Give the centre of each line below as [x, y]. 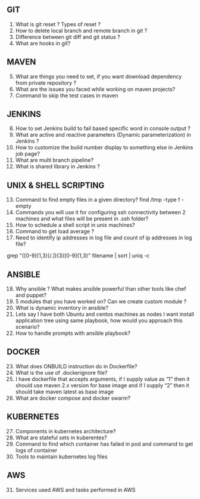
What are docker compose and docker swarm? [73, 398]
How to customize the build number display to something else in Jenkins [104, 147]
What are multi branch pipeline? [54, 160]
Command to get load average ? [55, 232]
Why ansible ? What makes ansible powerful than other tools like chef [101, 289]
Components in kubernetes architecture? [65, 431]
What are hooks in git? [43, 43]
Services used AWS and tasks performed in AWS [75, 489]
